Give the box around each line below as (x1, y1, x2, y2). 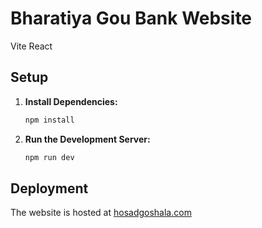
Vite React (10, 40, 53, 52)
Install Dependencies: (24, 95, 118, 107)
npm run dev (24, 152, 75, 162)
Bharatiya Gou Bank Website (10, 7, 253, 30)
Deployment (10, 180, 89, 197)
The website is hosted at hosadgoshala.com (10, 207, 192, 219)
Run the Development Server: (24, 133, 151, 145)
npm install (24, 115, 75, 125)
